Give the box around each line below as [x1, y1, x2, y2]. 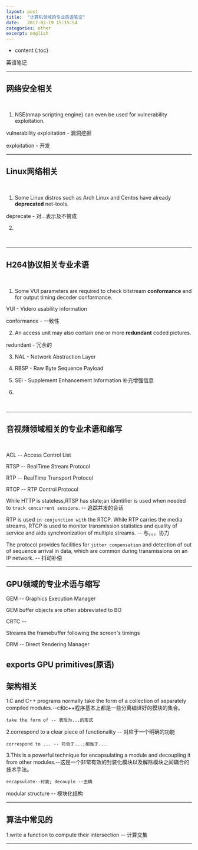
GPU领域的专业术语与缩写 [6, 579, 100, 589]
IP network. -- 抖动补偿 [6, 555, 62, 562]
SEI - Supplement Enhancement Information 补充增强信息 [14, 376, 154, 384]
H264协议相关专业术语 [6, 260, 90, 270]
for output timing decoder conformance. [14, 294, 113, 301]
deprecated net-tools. [14, 200, 69, 207]
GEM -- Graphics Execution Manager [6, 595, 96, 603]
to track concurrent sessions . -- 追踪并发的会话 [6, 504, 124, 512]
